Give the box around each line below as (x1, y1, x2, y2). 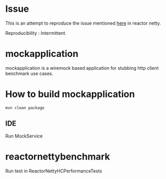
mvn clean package (5, 105, 45, 110)
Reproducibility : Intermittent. (5, 30, 67, 36)
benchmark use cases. (5, 70, 54, 76)
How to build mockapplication (5, 88, 135, 100)
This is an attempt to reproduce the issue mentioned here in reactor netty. (5, 20, 161, 26)
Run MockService (5, 133, 43, 139)
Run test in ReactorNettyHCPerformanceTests (5, 168, 102, 174)
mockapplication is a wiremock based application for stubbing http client (5, 65, 159, 71)
